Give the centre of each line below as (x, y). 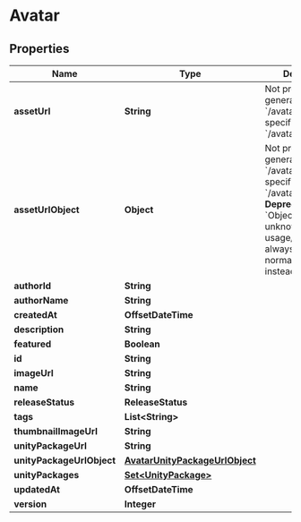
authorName (41, 300)
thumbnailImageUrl (56, 431)
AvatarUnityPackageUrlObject (190, 460)
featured (33, 344)
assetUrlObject (47, 210)
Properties (39, 49)
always (279, 249)
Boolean (142, 344)
